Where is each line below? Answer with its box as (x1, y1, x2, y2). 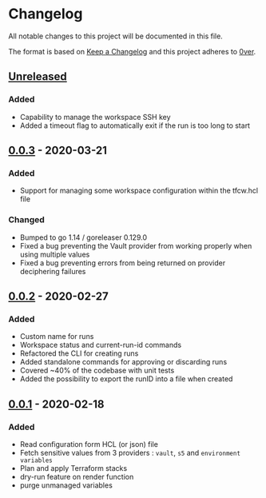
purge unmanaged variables (19, 480, 113, 490)
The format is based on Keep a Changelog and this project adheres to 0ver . (8, 46, 256, 56)
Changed (8, 214, 46, 225)
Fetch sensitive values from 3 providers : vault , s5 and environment (19, 448, 241, 457)
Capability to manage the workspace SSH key (19, 112, 171, 122)
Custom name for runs (19, 332, 94, 341)
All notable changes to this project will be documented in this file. (8, 31, 224, 41)
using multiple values (19, 249, 90, 259)
